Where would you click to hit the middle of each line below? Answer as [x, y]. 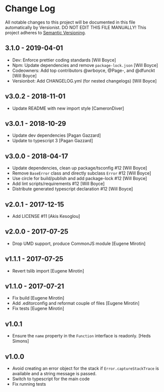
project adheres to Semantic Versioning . [46, 32]
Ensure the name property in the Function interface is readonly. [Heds [81, 336]
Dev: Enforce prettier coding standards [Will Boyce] [64, 60]
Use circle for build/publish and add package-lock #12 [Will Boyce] [80, 179]
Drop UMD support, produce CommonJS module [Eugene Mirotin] [79, 243]
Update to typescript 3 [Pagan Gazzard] [52, 141]
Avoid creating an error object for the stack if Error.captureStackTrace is [85, 368]
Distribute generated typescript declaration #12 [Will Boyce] [72, 189]
